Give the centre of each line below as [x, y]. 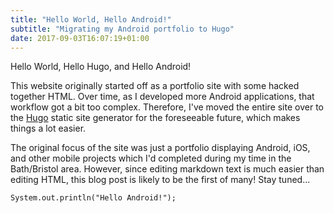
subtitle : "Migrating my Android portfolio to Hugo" [122, 29]
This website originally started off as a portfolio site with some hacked [155, 86]
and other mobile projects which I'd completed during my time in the [151, 158]
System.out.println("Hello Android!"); [93, 198]
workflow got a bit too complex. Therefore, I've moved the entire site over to [167, 107]
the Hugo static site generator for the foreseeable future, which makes [155, 118]
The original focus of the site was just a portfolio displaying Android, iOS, [160, 148]
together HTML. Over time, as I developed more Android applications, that [162, 97]
